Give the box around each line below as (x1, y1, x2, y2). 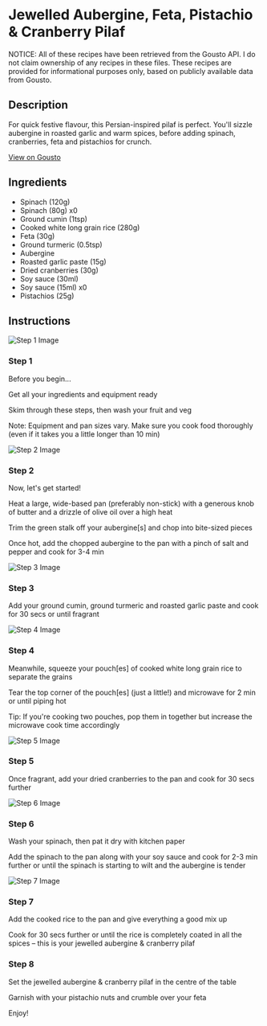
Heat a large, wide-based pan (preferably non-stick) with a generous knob (8, 499, 255, 508)
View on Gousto (8, 152, 62, 162)
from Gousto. (8, 75, 52, 84)
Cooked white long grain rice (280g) (19, 223, 140, 232)
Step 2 (8, 465, 34, 476)
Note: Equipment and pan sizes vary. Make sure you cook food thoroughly (8, 421, 254, 430)
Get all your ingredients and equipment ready (8, 389, 158, 399)
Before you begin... (8, 374, 71, 384)
